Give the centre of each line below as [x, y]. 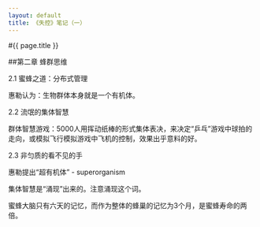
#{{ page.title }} [33, 45]
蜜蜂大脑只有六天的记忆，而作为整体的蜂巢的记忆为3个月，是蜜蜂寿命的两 [128, 205]
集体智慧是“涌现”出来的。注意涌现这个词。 [77, 188]
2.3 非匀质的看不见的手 [45, 155]
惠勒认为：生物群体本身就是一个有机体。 [74, 95]
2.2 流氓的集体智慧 [39, 112]
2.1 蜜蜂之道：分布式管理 [48, 78]
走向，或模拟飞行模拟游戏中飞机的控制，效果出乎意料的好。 [105, 138]
